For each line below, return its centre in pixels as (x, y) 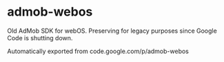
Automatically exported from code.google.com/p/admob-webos (98, 51)
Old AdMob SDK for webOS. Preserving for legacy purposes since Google (112, 31)
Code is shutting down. (40, 37)
